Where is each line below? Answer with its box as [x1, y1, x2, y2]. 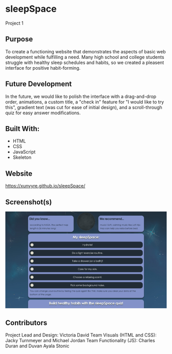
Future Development [5, 80, 72, 89]
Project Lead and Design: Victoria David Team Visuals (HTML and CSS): [5, 332, 157, 338]
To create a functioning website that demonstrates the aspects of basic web [5, 48, 166, 54]
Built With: [5, 124, 40, 133]
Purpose [5, 35, 33, 44]
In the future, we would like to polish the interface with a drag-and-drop [5, 93, 157, 99]
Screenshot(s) [5, 198, 52, 206]
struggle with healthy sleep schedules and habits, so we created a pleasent [5, 59, 164, 66]
